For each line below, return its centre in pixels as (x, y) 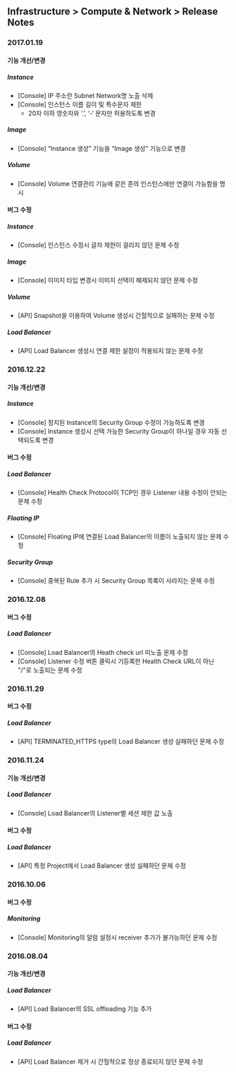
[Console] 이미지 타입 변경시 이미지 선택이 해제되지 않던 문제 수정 (108, 281)
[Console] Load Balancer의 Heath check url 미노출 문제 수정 (103, 652)
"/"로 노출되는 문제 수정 (50, 670)
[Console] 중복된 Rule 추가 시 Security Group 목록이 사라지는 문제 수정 (116, 581)
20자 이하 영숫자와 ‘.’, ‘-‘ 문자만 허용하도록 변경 (92, 113)
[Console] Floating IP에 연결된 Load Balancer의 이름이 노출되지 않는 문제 (119, 537)
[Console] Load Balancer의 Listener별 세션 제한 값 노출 (95, 813)
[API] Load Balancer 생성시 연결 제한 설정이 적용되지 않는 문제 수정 (110, 351)
